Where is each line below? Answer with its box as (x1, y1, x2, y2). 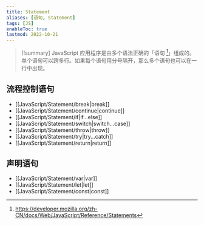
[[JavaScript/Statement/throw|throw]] (15, 126, 110, 134)
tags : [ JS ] (6, 20, 34, 26)
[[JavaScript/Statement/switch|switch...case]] (15, 120, 131, 127)
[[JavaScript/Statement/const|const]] (15, 188, 109, 195)
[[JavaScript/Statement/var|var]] (15, 175, 97, 182)
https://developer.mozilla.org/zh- (15, 205, 98, 213)
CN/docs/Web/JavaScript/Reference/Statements (15, 212, 137, 219)
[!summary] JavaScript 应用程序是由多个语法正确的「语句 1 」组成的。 (21, 48, 195, 57)
